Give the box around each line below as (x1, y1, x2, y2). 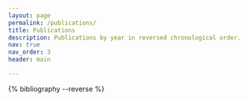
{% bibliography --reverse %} (8, 84, 105, 93)
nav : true (8, 41, 41, 49)
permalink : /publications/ (8, 19, 97, 27)
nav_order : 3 (8, 48, 51, 56)
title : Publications (8, 26, 76, 34)
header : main (8, 56, 51, 64)
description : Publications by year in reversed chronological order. (8, 33, 242, 42)
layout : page (8, 11, 51, 20)
